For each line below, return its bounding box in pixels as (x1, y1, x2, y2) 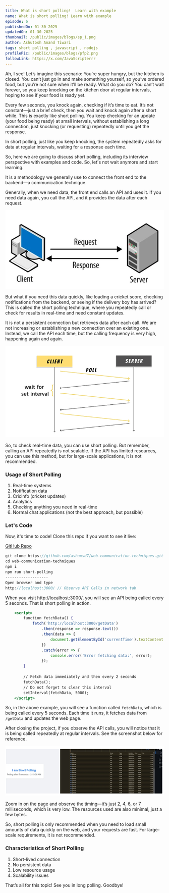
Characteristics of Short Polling (5, 845, 84, 852)
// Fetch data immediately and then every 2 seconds (23, 674, 137, 679)
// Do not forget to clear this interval (23, 685, 112, 690)
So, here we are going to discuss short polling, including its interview (5, 153, 149, 160)
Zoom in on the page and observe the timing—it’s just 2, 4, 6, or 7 (5, 801, 141, 807)
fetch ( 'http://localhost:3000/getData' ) (32, 621, 119, 626)
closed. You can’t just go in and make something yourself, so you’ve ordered (5, 76, 164, 82)
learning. (5, 164, 24, 170)
